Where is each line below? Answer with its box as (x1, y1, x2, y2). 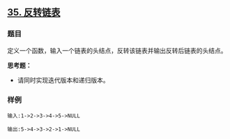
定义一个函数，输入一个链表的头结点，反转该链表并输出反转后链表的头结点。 (7, 46, 227, 54)
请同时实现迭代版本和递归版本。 (17, 76, 109, 84)
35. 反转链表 (7, 6, 61, 19)
